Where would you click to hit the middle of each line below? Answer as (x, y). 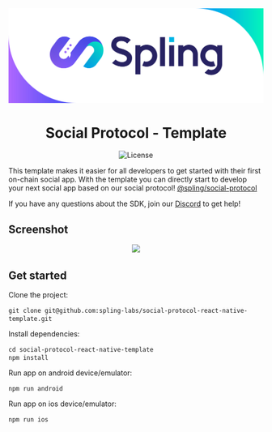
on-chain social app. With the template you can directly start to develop (128, 180)
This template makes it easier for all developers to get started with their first (135, 171)
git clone (25, 311)
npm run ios (28, 420)
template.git (30, 319)
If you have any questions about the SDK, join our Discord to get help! (125, 204)
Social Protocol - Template (136, 133)
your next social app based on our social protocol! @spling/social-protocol (133, 188)
